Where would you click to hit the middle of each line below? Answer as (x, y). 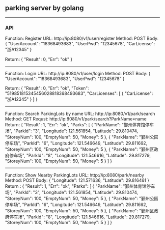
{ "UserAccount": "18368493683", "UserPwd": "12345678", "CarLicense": (80, 44)
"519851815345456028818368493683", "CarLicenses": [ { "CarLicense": (79, 93)
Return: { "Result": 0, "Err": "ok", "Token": (47, 88)
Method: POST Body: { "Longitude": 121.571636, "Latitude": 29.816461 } (77, 180)
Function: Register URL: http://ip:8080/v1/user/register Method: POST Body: (82, 38)
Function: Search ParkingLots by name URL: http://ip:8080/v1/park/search (80, 114)
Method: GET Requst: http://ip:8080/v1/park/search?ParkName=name (76, 119)
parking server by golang (44, 8)
